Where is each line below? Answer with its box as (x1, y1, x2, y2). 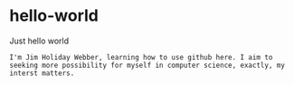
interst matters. (9, 69, 75, 78)
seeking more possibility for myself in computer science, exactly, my (9, 61, 285, 70)
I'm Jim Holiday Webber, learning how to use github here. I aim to (9, 52, 273, 61)
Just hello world (9, 35, 70, 46)
